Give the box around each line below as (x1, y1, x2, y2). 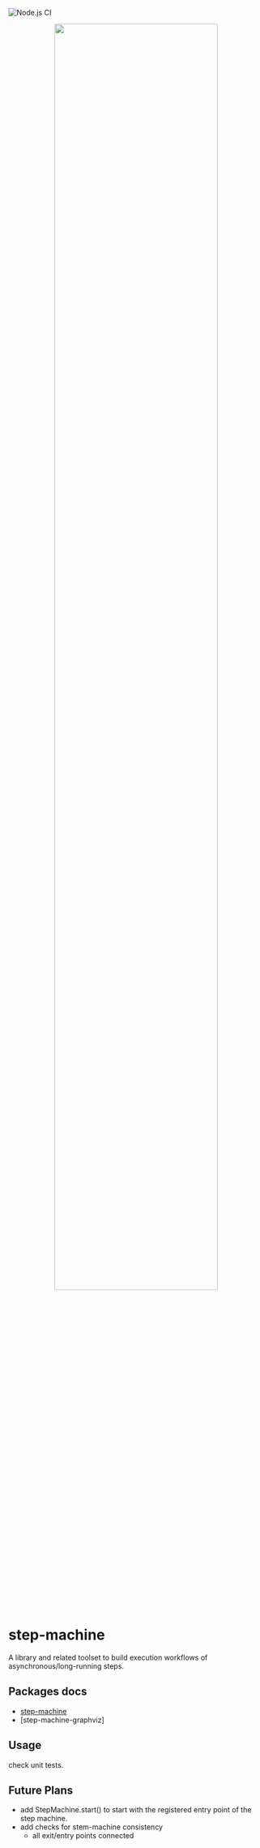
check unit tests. (8, 1760, 64, 1769)
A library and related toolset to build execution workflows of (8, 1652, 208, 1662)
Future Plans (8, 1783, 74, 1797)
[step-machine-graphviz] (19, 1715, 105, 1725)
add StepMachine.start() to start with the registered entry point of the (19, 1805, 252, 1815)
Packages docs (8, 1685, 87, 1699)
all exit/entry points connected (32, 1831, 134, 1841)
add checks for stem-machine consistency (19, 1822, 164, 1832)
